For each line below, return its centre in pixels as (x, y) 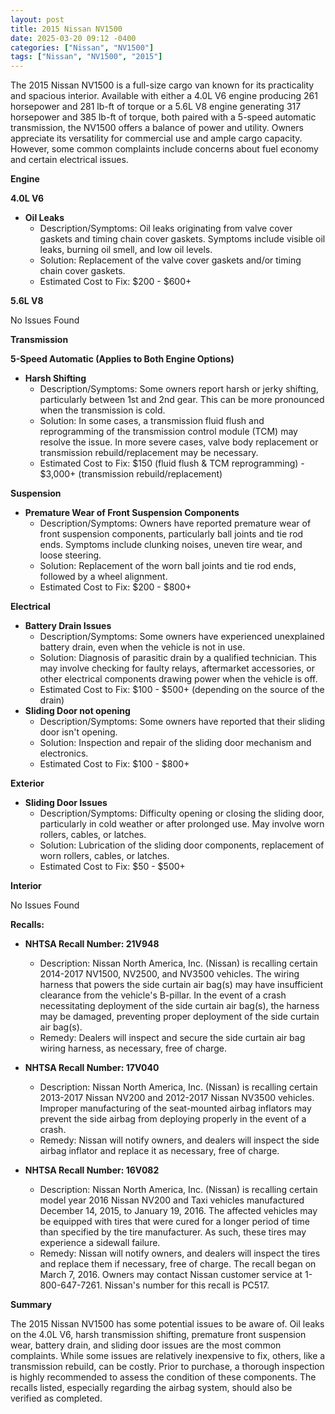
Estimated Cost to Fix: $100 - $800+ (114, 764)
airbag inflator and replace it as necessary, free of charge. (159, 1151)
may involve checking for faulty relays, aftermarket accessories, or (177, 668)
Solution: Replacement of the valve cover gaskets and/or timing (170, 260)
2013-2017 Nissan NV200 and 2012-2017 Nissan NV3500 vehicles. (177, 1098)
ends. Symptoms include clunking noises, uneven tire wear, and (171, 545)
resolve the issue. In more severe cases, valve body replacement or (179, 442)
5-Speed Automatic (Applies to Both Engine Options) (122, 359)
